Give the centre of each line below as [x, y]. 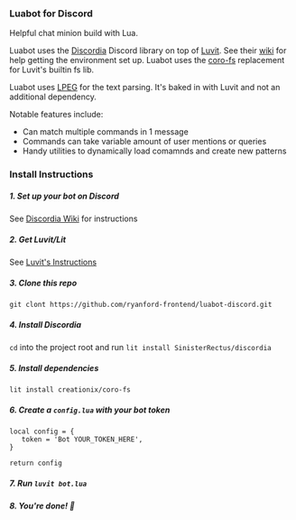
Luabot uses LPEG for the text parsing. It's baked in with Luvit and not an [145, 88]
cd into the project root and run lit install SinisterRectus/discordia [141, 348]
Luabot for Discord [51, 14]
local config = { [42, 432]
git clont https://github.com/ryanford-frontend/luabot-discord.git [141, 305]
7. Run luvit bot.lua [48, 483]
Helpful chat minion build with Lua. [74, 33]
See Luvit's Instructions [53, 262]
